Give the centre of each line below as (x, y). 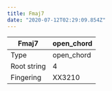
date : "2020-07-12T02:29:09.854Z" (57, 20)
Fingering (26, 77)
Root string (28, 66)
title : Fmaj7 (26, 13)
